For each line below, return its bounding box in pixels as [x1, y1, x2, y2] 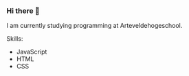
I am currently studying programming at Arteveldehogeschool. [6, 22, 183, 30]
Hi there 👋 [6, 6, 41, 16]
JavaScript [16, 47, 47, 56]
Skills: [6, 35, 23, 43]
